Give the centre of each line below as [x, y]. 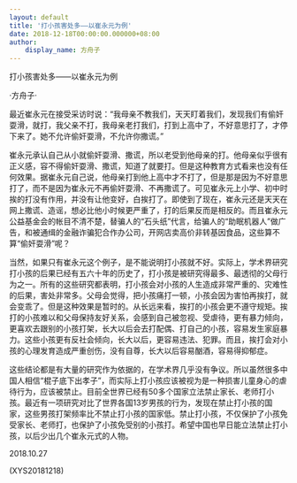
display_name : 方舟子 [63, 50]
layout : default [39, 17]
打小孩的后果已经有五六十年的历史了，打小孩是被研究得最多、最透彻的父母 [145, 273]
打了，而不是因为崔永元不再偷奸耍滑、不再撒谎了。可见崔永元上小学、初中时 [148, 188]
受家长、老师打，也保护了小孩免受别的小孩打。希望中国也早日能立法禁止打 [145, 425]
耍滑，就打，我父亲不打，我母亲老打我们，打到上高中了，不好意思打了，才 [145, 126]
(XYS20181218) [37, 471]
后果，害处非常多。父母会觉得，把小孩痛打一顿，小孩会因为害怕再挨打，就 [152, 295]
